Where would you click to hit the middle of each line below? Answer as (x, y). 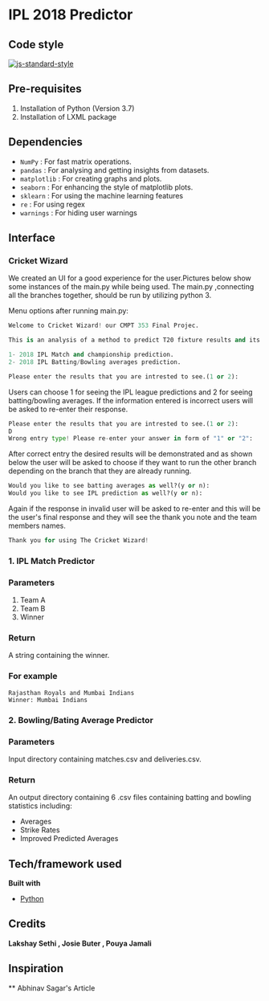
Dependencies (45, 142)
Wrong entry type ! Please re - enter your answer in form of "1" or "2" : (130, 439)
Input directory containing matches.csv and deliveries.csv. (105, 759)
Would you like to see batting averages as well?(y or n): (109, 486)
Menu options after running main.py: (68, 311)
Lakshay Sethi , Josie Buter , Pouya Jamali (80, 943)
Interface (32, 238)
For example (33, 676)
